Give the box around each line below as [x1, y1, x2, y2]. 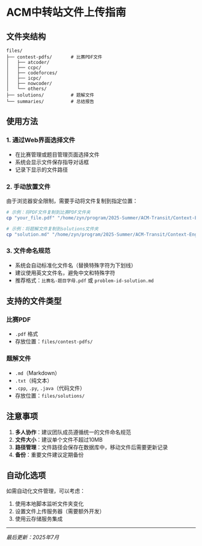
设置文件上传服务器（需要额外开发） [14, 507, 105, 515]
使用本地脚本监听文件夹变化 [14, 500, 84, 507]
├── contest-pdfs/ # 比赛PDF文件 [6, 54, 103, 60]
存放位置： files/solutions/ [14, 392, 85, 399]
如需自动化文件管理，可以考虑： [6, 488, 85, 495]
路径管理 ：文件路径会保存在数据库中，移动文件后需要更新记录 [14, 444, 168, 451]
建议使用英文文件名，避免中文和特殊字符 [14, 269, 115, 276]
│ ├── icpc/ [6, 75, 42, 81]
